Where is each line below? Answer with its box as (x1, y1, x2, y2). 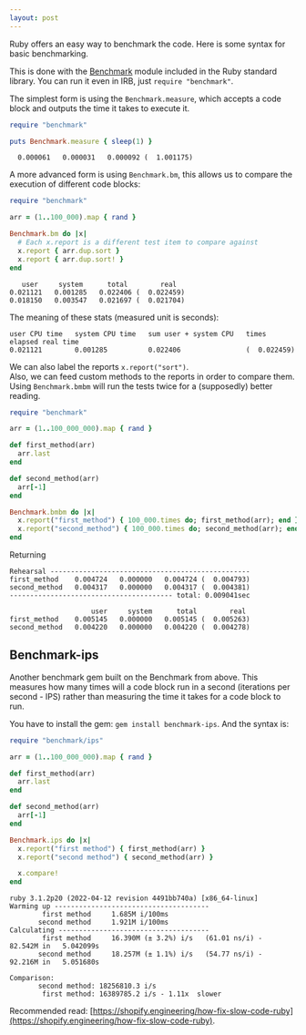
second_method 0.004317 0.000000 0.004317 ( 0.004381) (9, 583, 250, 592)
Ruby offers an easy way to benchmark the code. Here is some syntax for (9, 38, 286, 49)
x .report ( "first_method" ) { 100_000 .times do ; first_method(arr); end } (17, 516, 300, 525)
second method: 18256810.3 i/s (37, 981, 157, 991)
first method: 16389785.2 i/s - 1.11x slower (42, 989, 222, 999)
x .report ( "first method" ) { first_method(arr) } (17, 844, 206, 853)
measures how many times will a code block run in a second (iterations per (9, 681, 291, 692)
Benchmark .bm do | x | (9, 230, 88, 239)
